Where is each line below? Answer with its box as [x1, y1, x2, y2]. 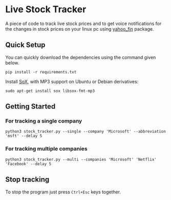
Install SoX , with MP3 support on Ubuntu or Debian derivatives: [5, 78, 139, 85]
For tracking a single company [5, 117, 82, 124]
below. [5, 60, 19, 66]
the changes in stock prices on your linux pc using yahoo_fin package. [5, 26, 154, 32]
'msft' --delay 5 [5, 134, 42, 139]
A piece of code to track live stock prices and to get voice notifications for [5, 20, 162, 27]
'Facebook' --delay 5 [5, 161, 52, 166]
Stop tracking [5, 175, 50, 184]
